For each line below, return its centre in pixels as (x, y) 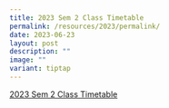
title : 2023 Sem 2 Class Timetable (77, 18)
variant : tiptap (40, 69)
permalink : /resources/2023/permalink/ (85, 26)
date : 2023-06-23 (42, 34)
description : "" (40, 52)
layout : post (34, 43)
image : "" (28, 60)
